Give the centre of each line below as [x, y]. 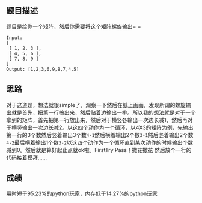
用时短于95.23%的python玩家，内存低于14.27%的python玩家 [82, 193]
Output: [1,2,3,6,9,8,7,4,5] [43, 69]
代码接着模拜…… [27, 157]
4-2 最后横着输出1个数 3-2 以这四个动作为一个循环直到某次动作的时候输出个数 [100, 142]
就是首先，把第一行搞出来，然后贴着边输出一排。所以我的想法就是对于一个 [103, 112]
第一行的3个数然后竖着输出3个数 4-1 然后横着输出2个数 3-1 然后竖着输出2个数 [100, 135]
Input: [14, 38]
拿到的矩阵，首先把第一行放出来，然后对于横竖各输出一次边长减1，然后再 [97, 120]
